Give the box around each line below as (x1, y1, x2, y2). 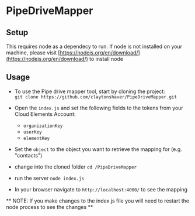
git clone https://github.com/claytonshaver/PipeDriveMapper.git (14, 94, 177, 100)
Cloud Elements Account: (14, 110, 76, 118)
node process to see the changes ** (6, 203, 93, 210)
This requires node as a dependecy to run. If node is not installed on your (6, 43, 183, 50)
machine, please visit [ (6, 49, 60, 56)
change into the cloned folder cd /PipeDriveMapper (14, 163, 137, 170)
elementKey (23, 135, 50, 141)
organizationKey (23, 123, 63, 129)
